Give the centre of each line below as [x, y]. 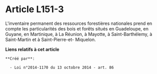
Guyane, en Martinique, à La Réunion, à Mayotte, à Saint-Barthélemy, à [79, 34]
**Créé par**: [20, 59]
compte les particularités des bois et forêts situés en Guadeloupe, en [77, 28]
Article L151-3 [35, 9]
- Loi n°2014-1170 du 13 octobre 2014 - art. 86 [62, 67]
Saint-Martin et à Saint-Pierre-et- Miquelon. [50, 40]
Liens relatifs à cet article [32, 49]
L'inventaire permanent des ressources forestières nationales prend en [79, 23]
